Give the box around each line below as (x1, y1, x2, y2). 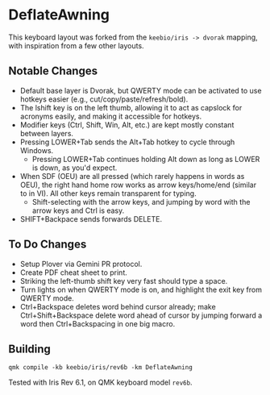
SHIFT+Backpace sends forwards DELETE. (19, 214, 163, 223)
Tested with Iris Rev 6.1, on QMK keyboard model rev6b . (8, 377, 193, 388)
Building (8, 342, 51, 355)
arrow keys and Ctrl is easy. (31, 206, 125, 215)
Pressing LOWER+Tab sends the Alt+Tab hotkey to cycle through (19, 137, 235, 147)
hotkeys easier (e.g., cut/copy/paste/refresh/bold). (19, 94, 189, 104)
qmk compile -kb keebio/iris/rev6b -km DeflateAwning (8, 364, 193, 372)
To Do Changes (8, 238, 87, 252)
